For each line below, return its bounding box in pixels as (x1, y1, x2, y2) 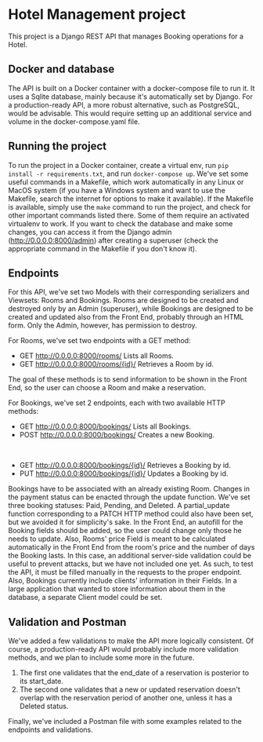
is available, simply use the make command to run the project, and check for (8, 202, 251, 211)
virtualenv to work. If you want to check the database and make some (8, 218, 233, 228)
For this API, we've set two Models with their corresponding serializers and (8, 287, 250, 297)
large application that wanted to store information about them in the (8, 584, 225, 594)
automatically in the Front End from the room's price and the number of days (8, 543, 255, 552)
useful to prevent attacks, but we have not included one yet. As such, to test (8, 559, 254, 568)
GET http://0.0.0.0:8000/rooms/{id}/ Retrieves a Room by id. (19, 360, 214, 369)
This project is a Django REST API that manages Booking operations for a (8, 31, 244, 41)
